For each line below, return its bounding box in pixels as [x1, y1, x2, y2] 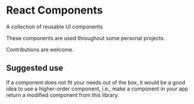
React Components [6, 4, 103, 17]
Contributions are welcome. [6, 45, 74, 53]
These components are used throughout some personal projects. [6, 34, 165, 41]
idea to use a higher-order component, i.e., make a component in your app [6, 85, 189, 92]
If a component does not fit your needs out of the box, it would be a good [6, 79, 186, 86]
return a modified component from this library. [6, 91, 119, 98]
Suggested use [6, 63, 63, 73]
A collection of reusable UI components [6, 23, 103, 30]
